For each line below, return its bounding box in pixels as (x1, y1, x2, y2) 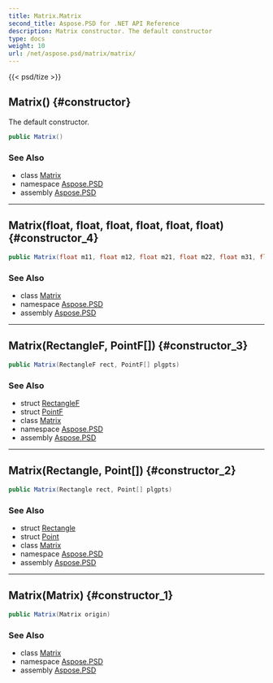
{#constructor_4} (8, 231, 99, 245)
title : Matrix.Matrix (8, 11, 82, 20)
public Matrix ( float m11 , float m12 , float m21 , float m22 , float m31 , (8, 253, 256, 261)
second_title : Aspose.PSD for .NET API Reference (8, 19, 180, 28)
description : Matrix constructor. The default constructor (8, 27, 213, 35)
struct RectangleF (19, 398, 80, 408)
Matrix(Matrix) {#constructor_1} (8, 589, 173, 603)
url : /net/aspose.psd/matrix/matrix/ (8, 50, 136, 58)
